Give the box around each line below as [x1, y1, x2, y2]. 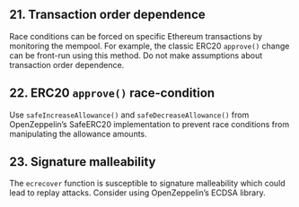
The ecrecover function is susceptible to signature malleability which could [9, 178, 286, 189]
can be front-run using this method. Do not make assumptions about [9, 49, 263, 61]
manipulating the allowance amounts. [9, 128, 148, 139]
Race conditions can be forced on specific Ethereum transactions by [9, 30, 263, 41]
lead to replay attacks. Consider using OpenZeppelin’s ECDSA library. [9, 187, 267, 198]
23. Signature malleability [9, 154, 156, 169]
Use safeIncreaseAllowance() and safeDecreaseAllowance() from [9, 109, 250, 120]
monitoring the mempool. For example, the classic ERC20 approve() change [9, 40, 290, 51]
